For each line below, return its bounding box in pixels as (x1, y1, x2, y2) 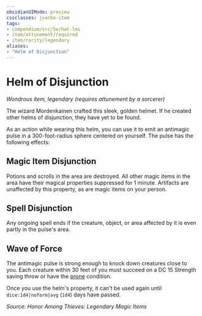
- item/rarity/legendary (6, 37, 70, 43)
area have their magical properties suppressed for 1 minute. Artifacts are (6, 178, 189, 186)
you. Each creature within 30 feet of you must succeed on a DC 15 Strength (6, 266, 197, 274)
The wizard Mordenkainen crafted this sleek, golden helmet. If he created (6, 107, 192, 114)
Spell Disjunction (6, 203, 72, 213)
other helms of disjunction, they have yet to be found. (6, 114, 141, 121)
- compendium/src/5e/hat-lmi (6, 26, 81, 32)
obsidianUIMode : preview (6, 9, 70, 15)
